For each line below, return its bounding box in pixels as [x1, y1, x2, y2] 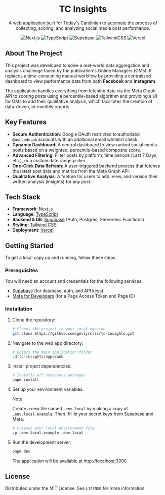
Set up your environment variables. [12, 386, 84, 392]
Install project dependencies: [12, 363, 72, 369]
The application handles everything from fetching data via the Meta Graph [5, 88, 156, 94]
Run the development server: [12, 439, 72, 445]
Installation [5, 306, 33, 312]
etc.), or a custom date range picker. [12, 157, 86, 163]
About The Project [5, 49, 63, 58]
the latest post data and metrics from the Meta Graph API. [12, 168, 130, 174]
